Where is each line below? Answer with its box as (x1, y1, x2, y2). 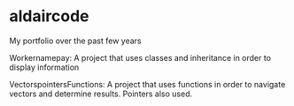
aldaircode (9, 6, 90, 26)
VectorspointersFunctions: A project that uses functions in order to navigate (9, 79, 286, 89)
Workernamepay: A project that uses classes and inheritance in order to (9, 52, 272, 63)
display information (9, 62, 80, 72)
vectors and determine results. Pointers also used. (9, 88, 193, 99)
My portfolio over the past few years (9, 35, 142, 46)
